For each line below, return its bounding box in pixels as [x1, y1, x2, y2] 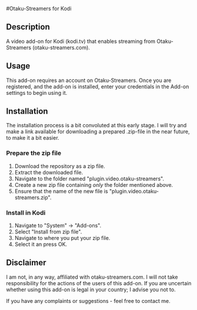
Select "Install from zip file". [14, 228, 82, 235]
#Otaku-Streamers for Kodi [6, 5, 72, 12]
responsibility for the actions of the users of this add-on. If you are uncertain [6, 279, 192, 286]
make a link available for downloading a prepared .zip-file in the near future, [6, 128, 190, 135]
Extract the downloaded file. [14, 169, 84, 176]
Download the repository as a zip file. [14, 162, 105, 170]
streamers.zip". [14, 194, 52, 201]
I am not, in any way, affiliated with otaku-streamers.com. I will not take [6, 273, 178, 281]
